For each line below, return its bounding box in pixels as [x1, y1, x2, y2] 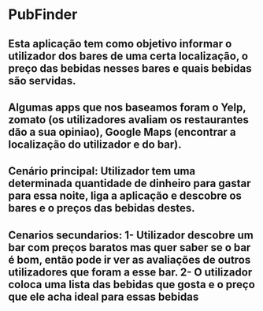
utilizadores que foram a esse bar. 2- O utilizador [8, 265, 253, 279]
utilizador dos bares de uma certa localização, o [8, 49, 249, 62]
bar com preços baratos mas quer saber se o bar [8, 241, 251, 254]
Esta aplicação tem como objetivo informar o [8, 37, 232, 51]
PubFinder [8, 6, 78, 24]
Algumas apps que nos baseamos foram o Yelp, [8, 100, 246, 114]
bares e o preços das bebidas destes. [8, 201, 195, 215]
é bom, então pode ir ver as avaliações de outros [8, 253, 251, 266]
